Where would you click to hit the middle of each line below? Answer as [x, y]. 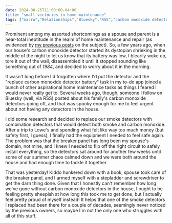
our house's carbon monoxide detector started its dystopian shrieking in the [85, 50]
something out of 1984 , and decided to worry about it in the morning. [78, 66]
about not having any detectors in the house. [52, 109]
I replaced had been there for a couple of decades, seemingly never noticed [85, 205]
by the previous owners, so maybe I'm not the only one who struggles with [84, 211]
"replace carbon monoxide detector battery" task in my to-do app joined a [84, 82]
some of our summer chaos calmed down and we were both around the [81, 157]
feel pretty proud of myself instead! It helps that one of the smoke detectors [85, 199]
